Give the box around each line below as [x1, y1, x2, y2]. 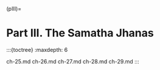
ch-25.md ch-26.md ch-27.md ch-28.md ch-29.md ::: [6, 57, 140, 65]
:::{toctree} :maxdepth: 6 [6, 46, 68, 53]
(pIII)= [6, 5, 22, 12]
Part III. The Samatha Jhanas [6, 27, 154, 40]
